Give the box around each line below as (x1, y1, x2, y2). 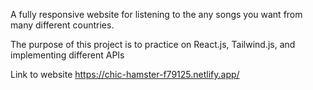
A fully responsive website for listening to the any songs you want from (10, 9, 303, 20)
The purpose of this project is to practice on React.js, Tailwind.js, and (10, 39, 296, 50)
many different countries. (10, 19, 115, 31)
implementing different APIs (10, 49, 125, 61)
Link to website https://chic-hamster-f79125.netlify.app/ (10, 69, 240, 80)
